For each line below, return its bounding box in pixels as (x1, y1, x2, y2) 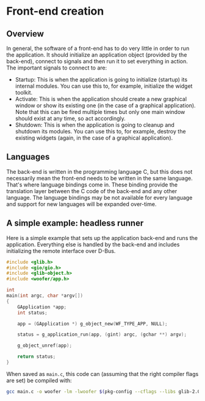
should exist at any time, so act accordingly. (15, 115, 126, 122)
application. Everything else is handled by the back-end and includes (6, 241, 180, 248)
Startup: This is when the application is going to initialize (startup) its (15, 76, 188, 83)
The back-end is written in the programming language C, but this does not (6, 168, 193, 175)
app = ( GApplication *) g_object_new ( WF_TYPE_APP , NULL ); (17, 321, 168, 327)
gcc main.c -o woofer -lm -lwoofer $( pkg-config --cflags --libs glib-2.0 (6, 388, 201, 394)
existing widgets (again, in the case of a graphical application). (15, 134, 173, 141)
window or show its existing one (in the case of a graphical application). (15, 102, 196, 109)
